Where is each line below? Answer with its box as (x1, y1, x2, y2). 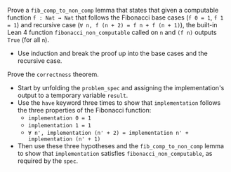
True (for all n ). (7, 36, 49, 44)
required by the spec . (17, 157, 79, 165)
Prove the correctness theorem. (7, 70, 100, 78)
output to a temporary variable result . (17, 91, 128, 99)
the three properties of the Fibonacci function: (17, 106, 152, 114)
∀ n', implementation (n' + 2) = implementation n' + (27, 129, 189, 136)
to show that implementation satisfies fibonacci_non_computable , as (17, 150, 213, 157)
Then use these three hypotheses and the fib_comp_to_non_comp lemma (17, 142, 225, 150)
